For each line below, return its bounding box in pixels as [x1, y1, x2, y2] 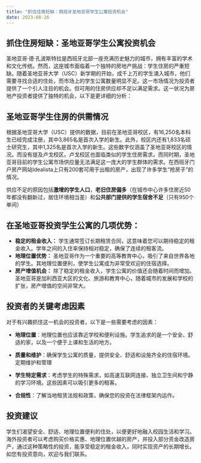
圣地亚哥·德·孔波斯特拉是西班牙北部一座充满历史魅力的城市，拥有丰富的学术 [6, 55, 193, 62]
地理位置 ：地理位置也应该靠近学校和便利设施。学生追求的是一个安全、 [14, 331, 188, 338]
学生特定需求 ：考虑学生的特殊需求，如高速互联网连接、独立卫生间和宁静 [14, 371, 193, 379]
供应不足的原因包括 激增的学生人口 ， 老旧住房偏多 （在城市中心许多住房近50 [6, 186, 191, 193]
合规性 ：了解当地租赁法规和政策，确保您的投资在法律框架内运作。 [14, 391, 178, 398]
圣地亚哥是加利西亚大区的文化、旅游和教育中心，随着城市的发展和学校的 [14, 275, 193, 282]
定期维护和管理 [14, 358, 52, 365]
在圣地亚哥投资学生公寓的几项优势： [6, 220, 140, 230]
